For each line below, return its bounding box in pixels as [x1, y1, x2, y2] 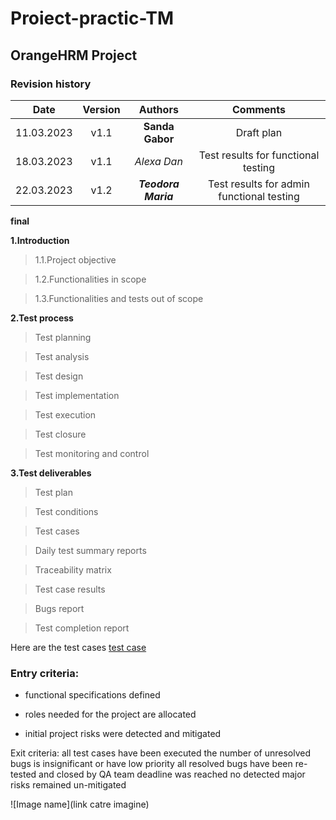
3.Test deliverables [10, 467, 92, 479]
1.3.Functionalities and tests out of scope [34, 292, 204, 304]
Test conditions [34, 505, 99, 517]
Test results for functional [198, 148, 320, 162]
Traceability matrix [34, 563, 112, 576]
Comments [231, 102, 287, 116]
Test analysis [34, 350, 90, 362]
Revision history [10, 77, 92, 91]
